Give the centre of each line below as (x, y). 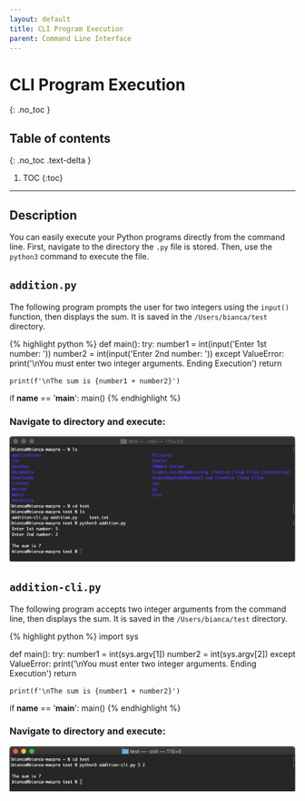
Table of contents (60, 138)
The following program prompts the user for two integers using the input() (149, 307)
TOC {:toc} (43, 178)
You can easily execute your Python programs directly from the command (148, 237)
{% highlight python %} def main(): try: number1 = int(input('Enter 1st (138, 344)
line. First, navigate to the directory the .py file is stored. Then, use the (141, 247)
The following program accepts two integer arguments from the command (148, 609)
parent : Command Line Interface (70, 38)
